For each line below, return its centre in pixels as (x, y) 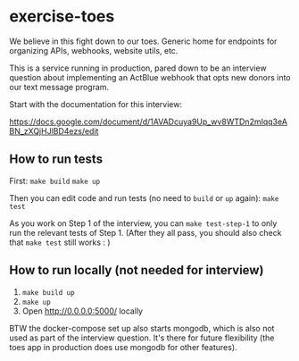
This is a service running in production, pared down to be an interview (138, 68)
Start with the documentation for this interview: (96, 104)
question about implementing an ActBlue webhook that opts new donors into (150, 77)
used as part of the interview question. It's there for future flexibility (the (142, 338)
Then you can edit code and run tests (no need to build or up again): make (144, 197)
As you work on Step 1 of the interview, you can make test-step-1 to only (143, 223)
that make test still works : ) (60, 242)
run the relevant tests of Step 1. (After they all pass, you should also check (145, 232)
